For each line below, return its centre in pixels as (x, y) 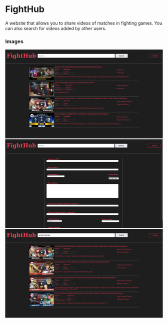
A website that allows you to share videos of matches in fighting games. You (84, 23)
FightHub (25, 9)
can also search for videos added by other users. (56, 28)
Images (14, 41)
